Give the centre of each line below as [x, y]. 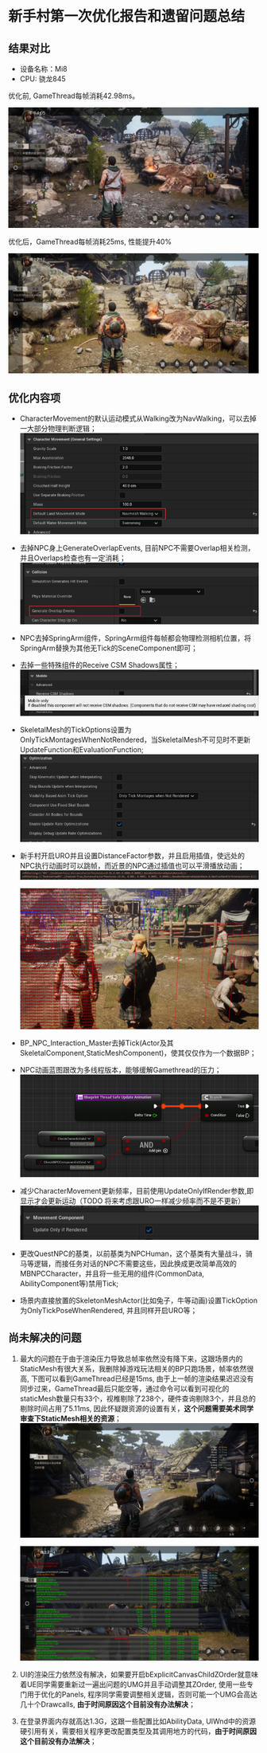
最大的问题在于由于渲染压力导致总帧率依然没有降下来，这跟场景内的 [131, 1359]
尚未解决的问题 [45, 1338]
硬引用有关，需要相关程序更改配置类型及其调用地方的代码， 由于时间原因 [138, 1731]
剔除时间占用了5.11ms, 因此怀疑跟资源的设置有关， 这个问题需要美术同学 [137, 1408]
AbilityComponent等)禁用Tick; [69, 1283]
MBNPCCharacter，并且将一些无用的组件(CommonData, [112, 1273]
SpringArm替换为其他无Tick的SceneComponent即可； [109, 648]
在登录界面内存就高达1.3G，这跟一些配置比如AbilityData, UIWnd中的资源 [138, 1721]
